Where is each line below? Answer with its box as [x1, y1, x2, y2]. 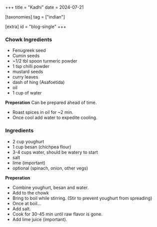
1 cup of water [12, 90, 42, 96]
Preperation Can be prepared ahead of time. [5, 99, 97, 105]
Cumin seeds [12, 52, 40, 59]
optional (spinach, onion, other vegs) [12, 165, 88, 171]
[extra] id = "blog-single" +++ [5, 23, 66, 29]
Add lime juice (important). [12, 216, 67, 222]
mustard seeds [12, 68, 43, 74]
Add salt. [12, 205, 31, 211]
